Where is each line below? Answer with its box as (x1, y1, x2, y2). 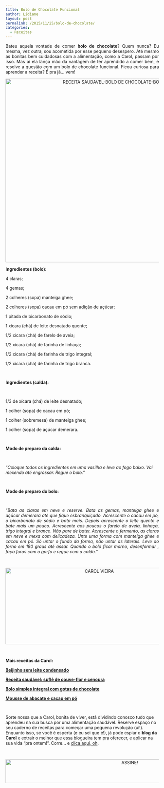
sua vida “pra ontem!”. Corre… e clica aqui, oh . (5, 740, 99, 746)
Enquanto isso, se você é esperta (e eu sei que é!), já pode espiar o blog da (5, 730, 157, 735)
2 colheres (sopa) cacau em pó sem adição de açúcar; (5, 304, 115, 310)
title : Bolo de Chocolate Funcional (5, 7, 80, 12)
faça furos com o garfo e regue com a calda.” (5, 549, 98, 554)
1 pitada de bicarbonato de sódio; (5, 314, 73, 319)
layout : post (5, 16, 32, 21)
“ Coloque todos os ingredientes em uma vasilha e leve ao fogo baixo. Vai (5, 465, 153, 470)
